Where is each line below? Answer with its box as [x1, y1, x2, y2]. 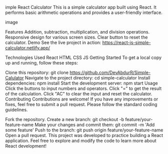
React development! [5, 143, 47, 149]
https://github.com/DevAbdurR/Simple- [69, 69, 151, 75]
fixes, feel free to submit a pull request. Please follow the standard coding [5, 101, 157, 107]
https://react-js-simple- [102, 39, 151, 45]
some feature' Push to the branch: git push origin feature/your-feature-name [5, 127, 163, 133]
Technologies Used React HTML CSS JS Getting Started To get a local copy [5, 54, 162, 60]
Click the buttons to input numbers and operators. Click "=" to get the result [5, 85, 162, 91]
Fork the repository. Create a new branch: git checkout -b [5, 116, 124, 122]
